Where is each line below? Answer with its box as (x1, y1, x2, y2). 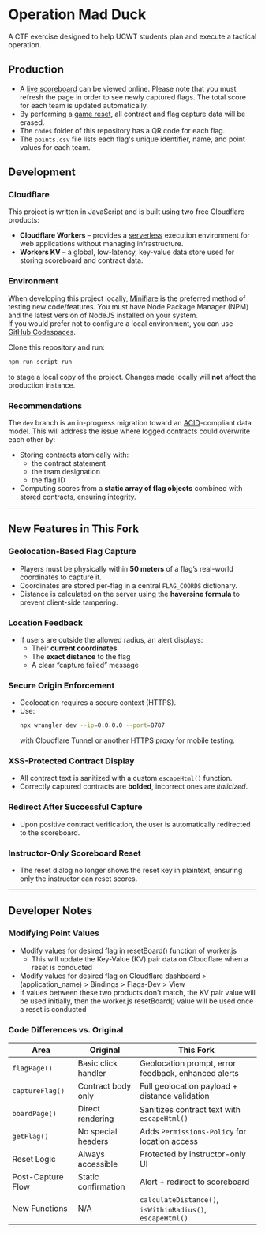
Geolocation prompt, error (139, 1058, 237, 1069)
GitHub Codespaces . (8, 327, 77, 336)
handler (77, 1067, 106, 1078)
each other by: (8, 434, 56, 444)
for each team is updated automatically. (19, 100, 148, 110)
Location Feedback (8, 617, 84, 628)
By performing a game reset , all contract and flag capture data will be (19, 109, 246, 118)
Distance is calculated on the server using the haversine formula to (19, 589, 241, 598)
